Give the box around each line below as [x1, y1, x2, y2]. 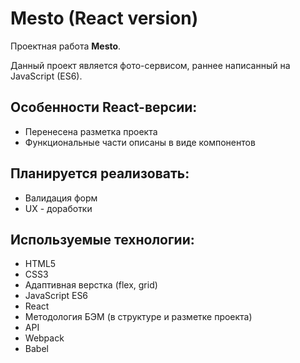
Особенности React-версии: [10, 99, 198, 116]
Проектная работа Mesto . [10, 40, 122, 52]
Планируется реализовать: [10, 165, 190, 182]
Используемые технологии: [10, 231, 195, 248]
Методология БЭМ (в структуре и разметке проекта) [24, 311, 253, 323]
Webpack [24, 332, 65, 344]
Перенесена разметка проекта [24, 125, 158, 137]
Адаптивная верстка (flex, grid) [24, 279, 158, 291]
